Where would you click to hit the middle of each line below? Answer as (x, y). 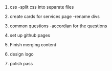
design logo (22, 54)
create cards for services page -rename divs (55, 16)
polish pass (21, 63)
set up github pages (30, 35)
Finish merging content (33, 45)
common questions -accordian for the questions (58, 26)
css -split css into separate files (42, 7)
